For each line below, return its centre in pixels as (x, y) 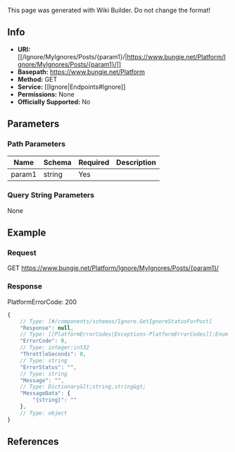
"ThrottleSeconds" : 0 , (53, 354)
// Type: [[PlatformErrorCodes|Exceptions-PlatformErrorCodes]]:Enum (124, 334)
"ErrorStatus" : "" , (49, 367)
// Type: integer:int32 (55, 348)
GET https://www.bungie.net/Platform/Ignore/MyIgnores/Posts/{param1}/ (113, 268)
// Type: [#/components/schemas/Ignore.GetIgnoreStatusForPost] (116, 321)
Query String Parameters (51, 195)
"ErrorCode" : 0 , (44, 341)
